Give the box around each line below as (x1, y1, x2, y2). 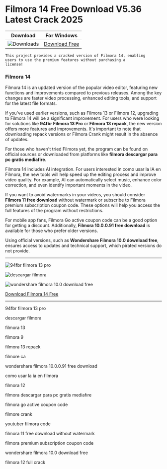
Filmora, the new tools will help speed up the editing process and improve (5, 171, 157, 177)
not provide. (5, 248, 30, 254)
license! (5, 62, 23, 67)
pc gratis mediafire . (5, 156, 47, 162)
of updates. (5, 137, 29, 143)
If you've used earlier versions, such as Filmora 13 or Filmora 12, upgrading (5, 110, 159, 116)
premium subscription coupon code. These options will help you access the (5, 202, 161, 208)
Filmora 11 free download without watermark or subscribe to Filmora (5, 197, 146, 203)
